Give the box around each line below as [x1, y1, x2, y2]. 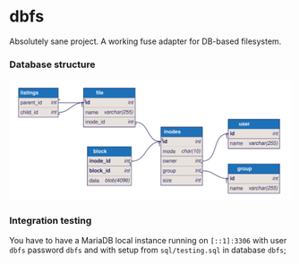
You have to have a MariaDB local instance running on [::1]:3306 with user [9, 234, 287, 245]
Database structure [9, 58, 96, 71]
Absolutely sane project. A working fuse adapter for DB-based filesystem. [9, 36, 282, 47]
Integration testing [9, 215, 92, 227]
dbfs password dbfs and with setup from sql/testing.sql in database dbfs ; [9, 244, 286, 255]
